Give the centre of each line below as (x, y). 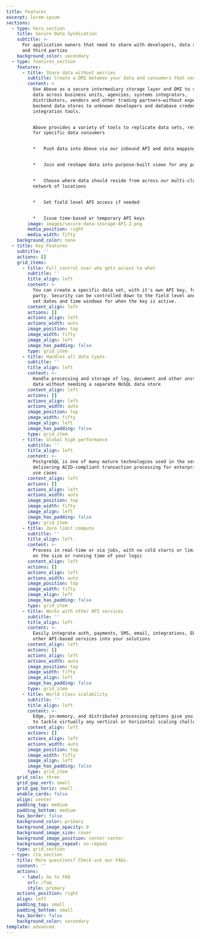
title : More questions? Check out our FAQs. (73, 860)
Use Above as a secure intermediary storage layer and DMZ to (111, 89)
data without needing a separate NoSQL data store (97, 384)
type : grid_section (41, 849)
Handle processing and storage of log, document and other (107, 379)
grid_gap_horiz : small (45, 788)
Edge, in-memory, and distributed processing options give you (113, 716)
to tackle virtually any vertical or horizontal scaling (105, 722)
